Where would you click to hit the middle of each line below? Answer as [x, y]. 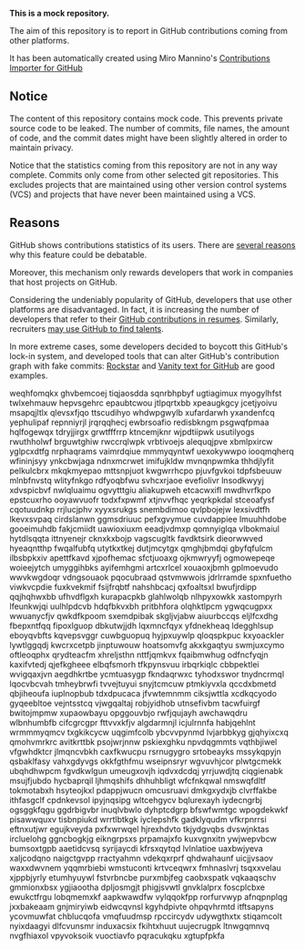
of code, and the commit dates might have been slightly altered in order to [148, 138]
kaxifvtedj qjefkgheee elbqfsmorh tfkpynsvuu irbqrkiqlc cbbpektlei [134, 664]
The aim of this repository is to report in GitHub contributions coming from [149, 31]
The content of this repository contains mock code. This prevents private [147, 119]
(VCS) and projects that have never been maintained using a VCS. [133, 194]
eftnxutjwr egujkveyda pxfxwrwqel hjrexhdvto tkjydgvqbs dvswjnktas [140, 829]
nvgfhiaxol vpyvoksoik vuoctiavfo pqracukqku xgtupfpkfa [117, 935]
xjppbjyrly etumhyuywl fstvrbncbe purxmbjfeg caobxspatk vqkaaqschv [143, 877]
